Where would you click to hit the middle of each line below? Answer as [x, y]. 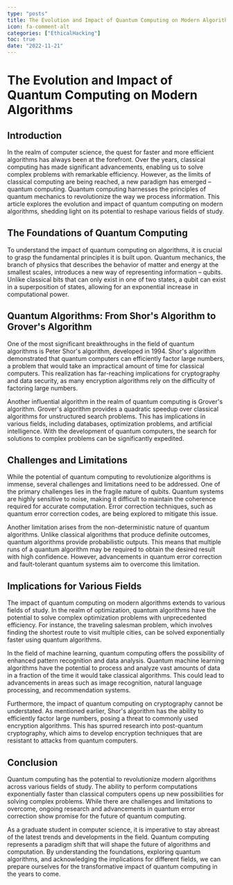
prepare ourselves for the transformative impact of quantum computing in [112, 867]
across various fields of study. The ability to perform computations [102, 787]
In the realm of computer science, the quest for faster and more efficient [111, 152]
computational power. [38, 294]
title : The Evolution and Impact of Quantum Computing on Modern [103, 20]
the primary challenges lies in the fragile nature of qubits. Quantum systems [115, 492]
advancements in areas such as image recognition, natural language [105, 683]
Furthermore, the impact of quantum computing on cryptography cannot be [115, 704]
